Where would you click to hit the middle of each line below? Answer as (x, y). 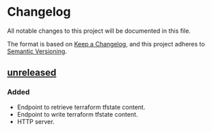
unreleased (32, 73)
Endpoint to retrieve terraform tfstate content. (81, 107)
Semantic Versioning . (37, 51)
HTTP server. (36, 121)
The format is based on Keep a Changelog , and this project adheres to (106, 44)
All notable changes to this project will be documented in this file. (99, 31)
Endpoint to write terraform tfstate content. (77, 114)
